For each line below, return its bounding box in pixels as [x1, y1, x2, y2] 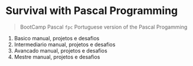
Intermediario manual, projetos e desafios [14, 41, 116, 48]
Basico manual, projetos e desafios [14, 34, 100, 41]
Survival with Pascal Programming [5, 4, 178, 18]
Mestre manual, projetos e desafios [14, 53, 100, 60]
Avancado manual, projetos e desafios [14, 47, 107, 54]
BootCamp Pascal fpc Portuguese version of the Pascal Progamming [19, 23, 188, 30]
